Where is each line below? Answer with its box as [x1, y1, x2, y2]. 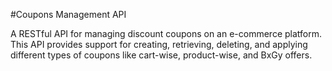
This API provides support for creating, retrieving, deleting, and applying [10, 39, 308, 50]
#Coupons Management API [10, 9, 127, 20]
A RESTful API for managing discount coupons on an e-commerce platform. [10, 28, 323, 39]
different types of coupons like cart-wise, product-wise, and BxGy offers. [10, 49, 313, 61]
